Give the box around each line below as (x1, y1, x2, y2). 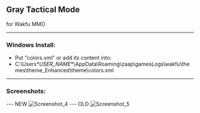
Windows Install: (6, 41, 56, 49)
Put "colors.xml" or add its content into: (14, 54, 112, 62)
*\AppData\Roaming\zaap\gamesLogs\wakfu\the (70, 60, 190, 67)
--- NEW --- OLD (6, 101, 89, 108)
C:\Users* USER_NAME (14, 60, 71, 67)
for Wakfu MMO (6, 20, 46, 27)
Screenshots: (6, 87, 46, 95)
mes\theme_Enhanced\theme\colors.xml (14, 67, 114, 74)
